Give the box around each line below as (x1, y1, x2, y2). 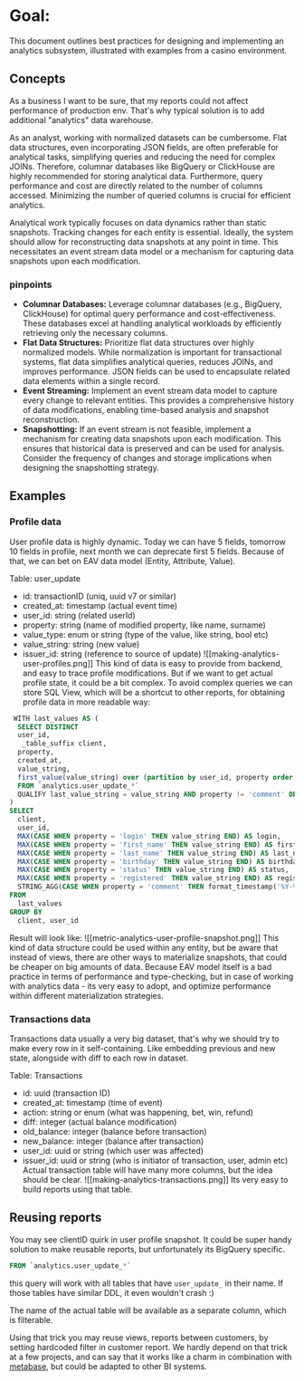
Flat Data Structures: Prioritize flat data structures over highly (22, 337, 255, 349)
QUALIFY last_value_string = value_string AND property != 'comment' (17, 790, 285, 799)
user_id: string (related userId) (22, 609, 136, 620)
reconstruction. (22, 414, 80, 426)
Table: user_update (9, 572, 81, 584)
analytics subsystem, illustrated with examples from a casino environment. (9, 44, 288, 55)
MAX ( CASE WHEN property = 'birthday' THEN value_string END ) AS (17, 857, 265, 866)
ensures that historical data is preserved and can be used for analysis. (22, 443, 285, 454)
